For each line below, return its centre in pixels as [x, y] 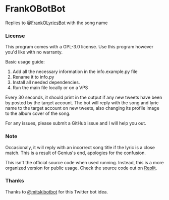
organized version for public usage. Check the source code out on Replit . [81, 168]
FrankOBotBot [35, 9]
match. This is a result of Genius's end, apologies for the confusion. [76, 153]
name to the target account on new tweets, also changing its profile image [82, 108]
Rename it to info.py [33, 77]
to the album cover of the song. [38, 113]
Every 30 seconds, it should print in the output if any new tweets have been [84, 97]
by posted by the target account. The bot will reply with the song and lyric [82, 103]
